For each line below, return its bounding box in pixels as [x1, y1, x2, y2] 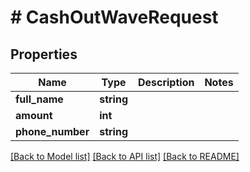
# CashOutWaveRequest [10, 6, 219, 29]
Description [137, 76, 195, 89]
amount [15, 109, 53, 122]
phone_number [15, 125, 90, 138]
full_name [15, 92, 64, 106]
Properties [10, 46, 78, 63]
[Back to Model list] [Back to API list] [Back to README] [10, 151, 240, 162]
